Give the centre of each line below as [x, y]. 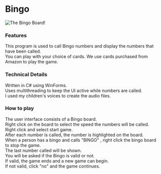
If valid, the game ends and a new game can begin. [57, 161]
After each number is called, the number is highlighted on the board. [74, 135]
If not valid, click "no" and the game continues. [53, 166]
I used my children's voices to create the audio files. [58, 96]
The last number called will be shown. [44, 150]
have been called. [23, 51]
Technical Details [26, 75]
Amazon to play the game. [32, 62]
